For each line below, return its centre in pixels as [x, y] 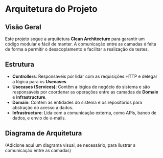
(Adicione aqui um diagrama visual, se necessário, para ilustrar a [70, 145]
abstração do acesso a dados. [43, 107]
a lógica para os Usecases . [40, 81]
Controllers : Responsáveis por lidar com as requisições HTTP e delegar [85, 76]
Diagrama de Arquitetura [44, 133]
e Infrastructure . [29, 97]
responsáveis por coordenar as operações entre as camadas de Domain [85, 92]
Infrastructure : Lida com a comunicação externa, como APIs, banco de [84, 113]
